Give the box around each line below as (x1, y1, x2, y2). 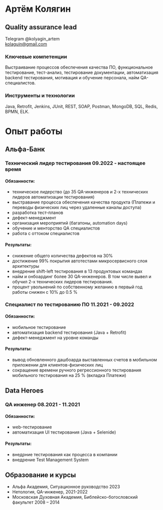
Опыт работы (5, 126, 62, 137)
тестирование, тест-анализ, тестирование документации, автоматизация (5, 70, 159, 75)
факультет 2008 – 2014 (12, 499, 60, 505)
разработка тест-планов (12, 209, 63, 216)
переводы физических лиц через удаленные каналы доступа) (12, 205, 142, 210)
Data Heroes (5, 387, 44, 395)
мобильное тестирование (12, 324, 66, 330)
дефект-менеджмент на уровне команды (12, 334, 99, 341)
